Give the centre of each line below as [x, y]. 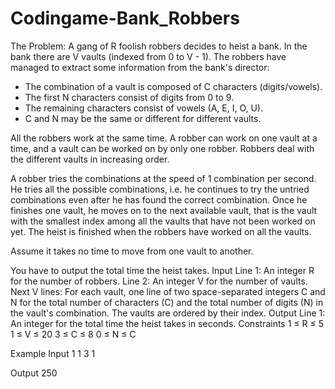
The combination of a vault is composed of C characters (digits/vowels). [173, 86]
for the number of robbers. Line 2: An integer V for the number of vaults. [159, 281]
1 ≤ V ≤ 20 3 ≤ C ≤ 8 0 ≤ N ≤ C [73, 334]
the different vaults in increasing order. [90, 159]
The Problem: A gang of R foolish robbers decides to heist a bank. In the [159, 46]
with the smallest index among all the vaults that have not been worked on [163, 221]
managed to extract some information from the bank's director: [140, 67]
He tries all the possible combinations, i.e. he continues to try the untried [160, 189]
